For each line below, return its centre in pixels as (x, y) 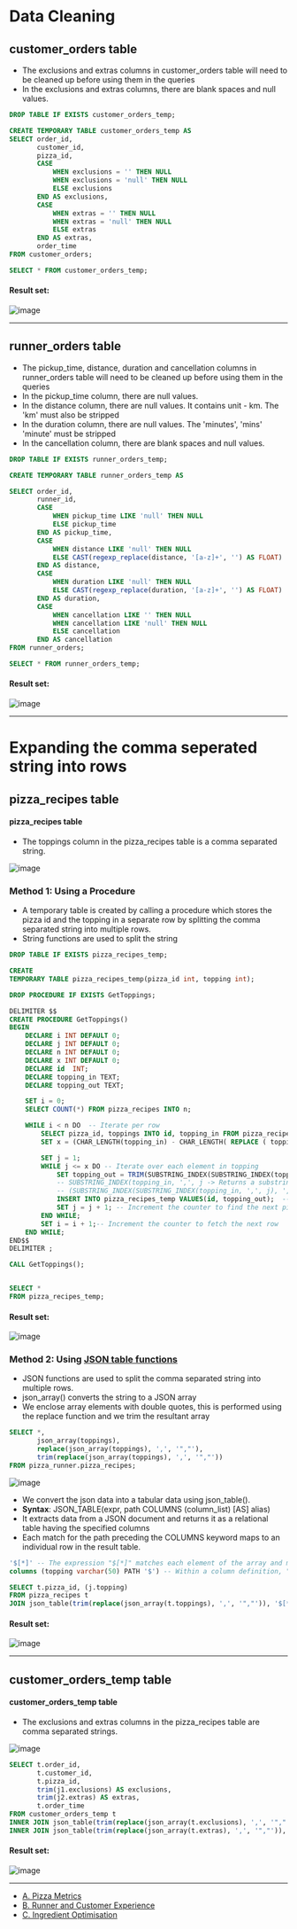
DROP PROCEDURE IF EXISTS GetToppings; (83, 995)
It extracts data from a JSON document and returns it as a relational (145, 1519)
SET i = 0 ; (45, 1101)
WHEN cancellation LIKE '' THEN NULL (122, 615)
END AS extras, (65, 238)
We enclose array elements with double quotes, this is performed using (152, 1407)
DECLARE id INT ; (57, 1069)
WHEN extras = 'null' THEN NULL (112, 222)
